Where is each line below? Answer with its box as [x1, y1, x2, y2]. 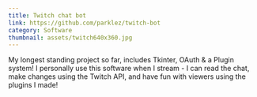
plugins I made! [8, 80, 59, 90]
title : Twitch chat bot [8, 11, 87, 20]
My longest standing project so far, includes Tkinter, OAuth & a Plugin [8, 55, 235, 65]
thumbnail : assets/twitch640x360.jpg [8, 33, 133, 42]
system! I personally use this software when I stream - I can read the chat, [8, 64, 250, 73]
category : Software [8, 26, 73, 34]
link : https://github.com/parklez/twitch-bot [8, 19, 161, 27]
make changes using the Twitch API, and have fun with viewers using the [8, 72, 247, 81]
